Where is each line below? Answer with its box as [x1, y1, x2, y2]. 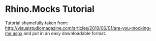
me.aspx [5, 30, 23, 36]
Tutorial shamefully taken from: [5, 20, 68, 26]
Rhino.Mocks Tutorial [5, 3, 94, 15]
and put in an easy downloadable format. [23, 30, 107, 36]
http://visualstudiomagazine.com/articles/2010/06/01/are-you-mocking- [5, 25, 151, 31]
